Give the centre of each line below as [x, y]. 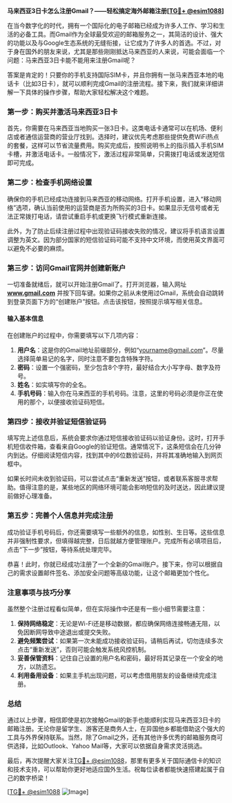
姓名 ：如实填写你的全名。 [54, 385]
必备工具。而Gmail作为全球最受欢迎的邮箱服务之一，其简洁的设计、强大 [121, 34]
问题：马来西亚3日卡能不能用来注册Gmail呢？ [71, 60]
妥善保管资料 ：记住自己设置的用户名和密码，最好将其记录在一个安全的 [117, 658]
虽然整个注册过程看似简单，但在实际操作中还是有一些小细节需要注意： [107, 608]
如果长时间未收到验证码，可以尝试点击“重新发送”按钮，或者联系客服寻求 [110, 479]
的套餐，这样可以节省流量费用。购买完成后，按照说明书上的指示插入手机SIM [116, 145]
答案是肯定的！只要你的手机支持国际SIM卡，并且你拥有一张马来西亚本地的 [113, 75]
